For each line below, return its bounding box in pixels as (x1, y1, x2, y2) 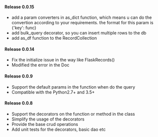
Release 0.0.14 (4, 46, 35, 52)
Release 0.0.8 (4, 100, 33, 106)
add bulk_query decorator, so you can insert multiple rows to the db (11, 30, 147, 36)
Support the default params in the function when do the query (11, 84, 136, 90)
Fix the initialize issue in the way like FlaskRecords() (11, 57, 115, 63)
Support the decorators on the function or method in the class (11, 111, 135, 117)
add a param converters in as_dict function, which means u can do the (11, 15, 152, 20)
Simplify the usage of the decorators (11, 116, 85, 122)
